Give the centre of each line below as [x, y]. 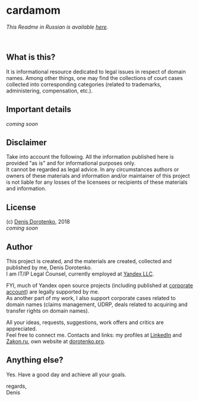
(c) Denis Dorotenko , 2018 [38, 222]
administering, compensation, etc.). [50, 91]
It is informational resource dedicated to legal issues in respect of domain [96, 72]
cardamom [33, 10]
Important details [39, 109]
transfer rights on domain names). [48, 311]
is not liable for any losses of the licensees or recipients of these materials [97, 182]
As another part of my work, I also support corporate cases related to [91, 298]
